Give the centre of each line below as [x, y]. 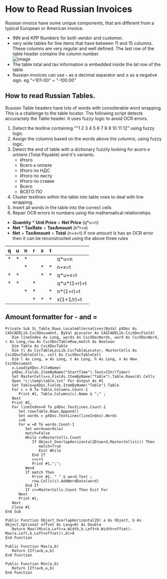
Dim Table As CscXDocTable [40, 346]
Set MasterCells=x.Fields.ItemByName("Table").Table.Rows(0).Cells [83, 376]
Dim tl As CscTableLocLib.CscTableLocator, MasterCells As [74, 350]
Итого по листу [36, 176]
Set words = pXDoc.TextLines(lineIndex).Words [68, 416]
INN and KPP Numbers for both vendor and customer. [68, 38]
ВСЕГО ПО [31, 191]
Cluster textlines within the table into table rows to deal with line [78, 197]
